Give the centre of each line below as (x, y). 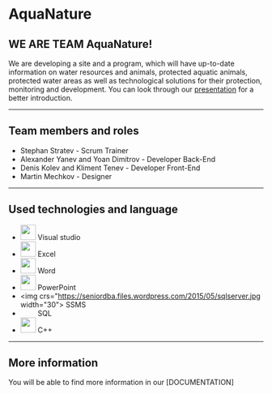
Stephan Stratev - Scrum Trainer (74, 150)
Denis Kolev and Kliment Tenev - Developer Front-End (110, 168)
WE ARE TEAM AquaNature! (81, 44)
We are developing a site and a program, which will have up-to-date (121, 63)
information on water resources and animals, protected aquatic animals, (128, 72)
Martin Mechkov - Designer (66, 176)
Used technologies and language (93, 210)
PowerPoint (57, 287)
